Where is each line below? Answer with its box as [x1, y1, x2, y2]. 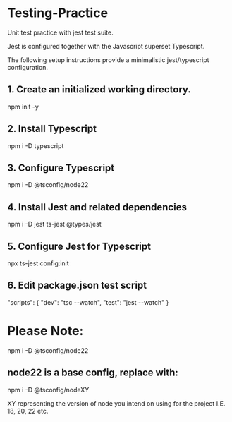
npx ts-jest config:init [7, 259, 69, 267]
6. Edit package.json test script [7, 279, 147, 291]
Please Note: [7, 323, 84, 339]
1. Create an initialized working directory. [7, 83, 192, 96]
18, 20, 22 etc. [7, 406, 49, 415]
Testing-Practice [7, 5, 108, 21]
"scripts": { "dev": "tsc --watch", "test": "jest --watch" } [7, 298, 169, 306]
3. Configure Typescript [7, 162, 115, 174]
